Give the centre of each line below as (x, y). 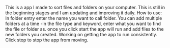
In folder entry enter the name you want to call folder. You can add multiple (84, 18)
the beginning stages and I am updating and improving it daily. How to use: (83, 13)
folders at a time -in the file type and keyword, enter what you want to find (83, 23)
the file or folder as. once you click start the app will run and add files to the (84, 29)
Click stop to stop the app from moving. (47, 40)
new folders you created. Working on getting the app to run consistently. (81, 34)
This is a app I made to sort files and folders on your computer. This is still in (85, 7)
